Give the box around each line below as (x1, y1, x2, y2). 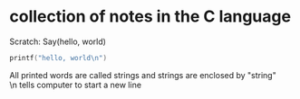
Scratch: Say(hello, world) (9, 36, 107, 47)
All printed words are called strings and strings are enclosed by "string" (9, 69, 276, 80)
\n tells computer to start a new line (9, 79, 142, 90)
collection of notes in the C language (9, 6, 292, 27)
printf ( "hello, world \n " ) (9, 53, 107, 62)
